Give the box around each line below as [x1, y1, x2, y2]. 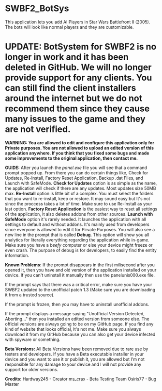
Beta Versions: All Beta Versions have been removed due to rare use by [5, 346, 148, 352]
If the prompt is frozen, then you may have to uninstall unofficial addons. [5, 301, 149, 307]
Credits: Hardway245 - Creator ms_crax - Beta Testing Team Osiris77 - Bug [5, 376, 157, 382]
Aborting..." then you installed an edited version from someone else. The [5, 316, 149, 322]
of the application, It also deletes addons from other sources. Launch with [5, 211, 153, 217]
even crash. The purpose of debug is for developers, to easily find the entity [5, 247, 157, 253]
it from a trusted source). [5, 292, 55, 298]
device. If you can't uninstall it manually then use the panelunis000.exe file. [5, 272, 155, 278]
